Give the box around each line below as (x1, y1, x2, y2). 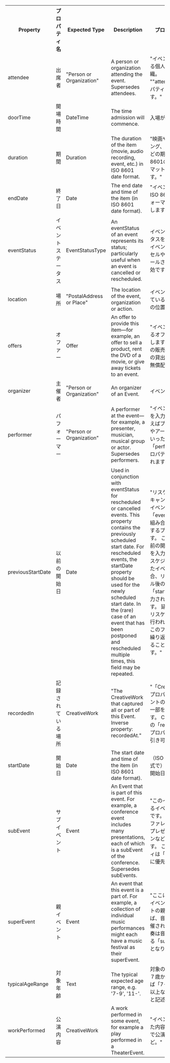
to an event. (111, 371, 139, 378)
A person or (111, 58, 139, 65)
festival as (111, 943, 136, 951)
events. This (111, 511, 140, 518)
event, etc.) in (111, 160, 144, 167)
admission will (111, 114, 145, 121)
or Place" (65, 299, 88, 306)
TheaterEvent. (111, 1049, 145, 1056)
